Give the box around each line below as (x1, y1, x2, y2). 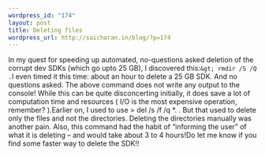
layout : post (8, 19, 51, 27)
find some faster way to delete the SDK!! (8, 139, 140, 148)
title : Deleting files (8, 26, 83, 34)
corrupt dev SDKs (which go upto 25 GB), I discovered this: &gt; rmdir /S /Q (8, 64, 257, 73)
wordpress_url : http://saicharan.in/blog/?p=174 (8, 33, 171, 42)
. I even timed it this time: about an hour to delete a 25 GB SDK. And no (8, 72, 238, 81)
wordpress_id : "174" (8, 11, 77, 20)
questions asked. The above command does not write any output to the (8, 80, 241, 90)
